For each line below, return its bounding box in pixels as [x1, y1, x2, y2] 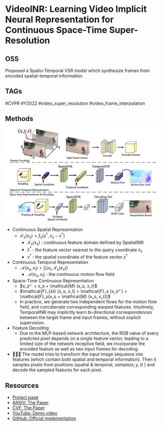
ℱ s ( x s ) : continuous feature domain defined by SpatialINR [27, 239, 144, 246]
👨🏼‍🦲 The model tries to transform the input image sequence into [12, 351, 143, 357]
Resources [5, 381, 39, 389]
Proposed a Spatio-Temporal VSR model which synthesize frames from [5, 68, 150, 74]
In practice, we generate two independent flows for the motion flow [19, 299, 157, 305]
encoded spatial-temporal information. [5, 73, 84, 78]
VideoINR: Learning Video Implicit [5, 3, 147, 15]
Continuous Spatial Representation [12, 227, 83, 232]
